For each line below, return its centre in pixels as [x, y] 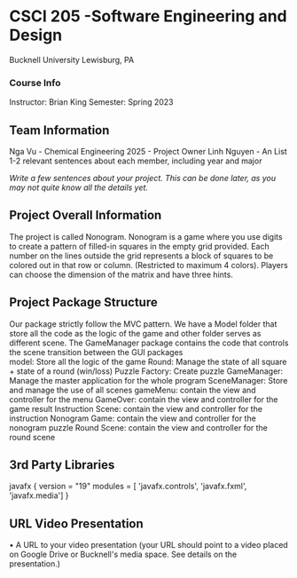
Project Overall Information [86, 215]
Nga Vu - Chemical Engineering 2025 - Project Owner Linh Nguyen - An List [148, 152]
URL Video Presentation [76, 523]
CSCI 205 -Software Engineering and [148, 16]
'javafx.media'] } [39, 495]
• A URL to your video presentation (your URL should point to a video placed [148, 545]
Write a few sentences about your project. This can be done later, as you [143, 178]
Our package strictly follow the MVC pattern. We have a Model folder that [143, 324]
